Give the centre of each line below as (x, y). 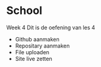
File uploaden (32, 52)
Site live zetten (34, 58)
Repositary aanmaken (42, 46)
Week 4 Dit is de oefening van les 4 (51, 27)
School (24, 11)
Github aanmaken (37, 39)
